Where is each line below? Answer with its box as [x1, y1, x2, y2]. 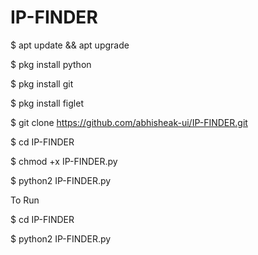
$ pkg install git [10, 77, 74, 90]
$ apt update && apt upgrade [10, 39, 130, 51]
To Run [10, 194, 40, 206]
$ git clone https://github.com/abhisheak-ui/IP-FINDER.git [10, 116, 248, 128]
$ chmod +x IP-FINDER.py [10, 155, 118, 167]
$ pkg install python [10, 58, 92, 70]
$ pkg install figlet [10, 97, 84, 109]
